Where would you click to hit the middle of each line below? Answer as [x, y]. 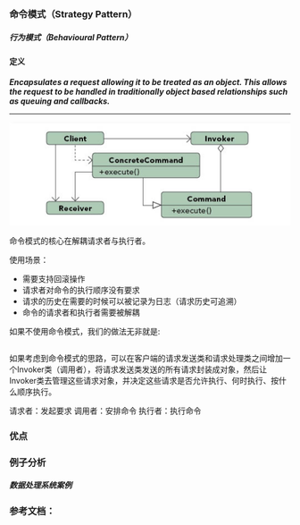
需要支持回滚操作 [54, 279]
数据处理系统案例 [41, 486]
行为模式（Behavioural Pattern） [71, 37]
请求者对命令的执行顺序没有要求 [81, 290]
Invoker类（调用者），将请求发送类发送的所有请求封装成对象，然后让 [142, 369]
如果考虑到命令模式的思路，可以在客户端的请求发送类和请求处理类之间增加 [146, 359]
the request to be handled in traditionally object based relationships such [149, 91]
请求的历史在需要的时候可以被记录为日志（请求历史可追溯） [132, 301]
